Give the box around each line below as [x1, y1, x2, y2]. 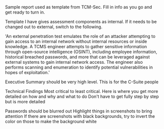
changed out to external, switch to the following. [5, 24, 103, 30]
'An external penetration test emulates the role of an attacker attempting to [5, 34, 156, 39]
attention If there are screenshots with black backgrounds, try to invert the [5, 113, 155, 119]
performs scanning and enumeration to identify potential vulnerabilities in [5, 64, 153, 70]
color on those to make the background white [5, 119, 97, 124]
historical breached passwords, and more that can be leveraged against [5, 54, 150, 60]
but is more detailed [5, 99, 46, 104]
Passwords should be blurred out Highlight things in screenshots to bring [5, 108, 153, 114]
